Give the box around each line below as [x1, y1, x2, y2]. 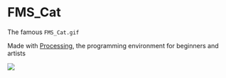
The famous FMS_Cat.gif [7, 28, 80, 36]
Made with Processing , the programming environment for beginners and [7, 41, 219, 50]
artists [7, 49, 26, 57]
